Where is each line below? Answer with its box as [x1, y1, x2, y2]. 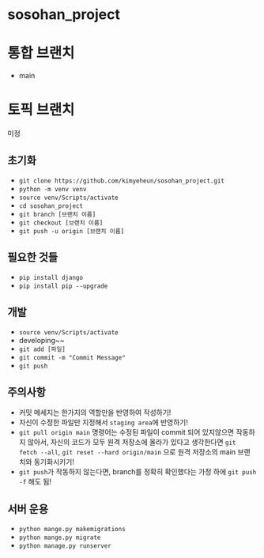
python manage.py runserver [18, 542, 111, 550]
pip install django [18, 273, 84, 281]
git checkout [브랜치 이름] [18, 219, 104, 227]
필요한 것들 [7, 251, 58, 264]
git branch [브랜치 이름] [18, 210, 96, 218]
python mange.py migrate [18, 533, 101, 542]
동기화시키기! [33, 457, 74, 467]
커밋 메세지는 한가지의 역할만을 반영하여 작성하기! [18, 408, 172, 417]
